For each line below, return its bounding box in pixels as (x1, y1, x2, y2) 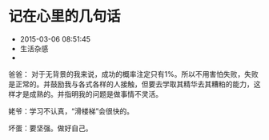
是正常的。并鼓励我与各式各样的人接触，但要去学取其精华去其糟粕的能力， (8, 79, 254, 89)
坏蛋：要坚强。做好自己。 (8, 123, 93, 133)
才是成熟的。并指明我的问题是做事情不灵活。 (14, 89, 163, 98)
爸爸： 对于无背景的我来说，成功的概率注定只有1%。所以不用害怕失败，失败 (8, 69, 259, 78)
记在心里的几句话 (8, 7, 122, 26)
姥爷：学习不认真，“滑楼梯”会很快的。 (8, 106, 134, 116)
